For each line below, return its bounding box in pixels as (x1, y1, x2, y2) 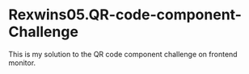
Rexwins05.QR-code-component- (8, 6, 243, 24)
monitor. (8, 58, 36, 68)
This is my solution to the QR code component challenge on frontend (8, 49, 238, 59)
